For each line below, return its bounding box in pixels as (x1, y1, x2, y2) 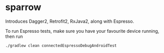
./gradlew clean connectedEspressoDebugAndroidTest (5, 43, 117, 48)
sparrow (5, 2, 42, 13)
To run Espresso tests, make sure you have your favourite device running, (5, 28, 159, 34)
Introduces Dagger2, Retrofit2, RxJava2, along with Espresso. (5, 18, 135, 24)
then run (5, 33, 23, 39)
